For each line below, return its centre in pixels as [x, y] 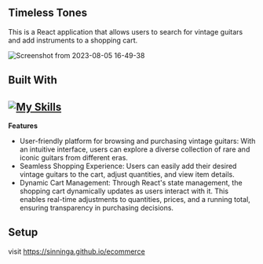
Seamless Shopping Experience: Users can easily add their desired [128, 166]
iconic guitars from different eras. [73, 158]
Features [23, 126]
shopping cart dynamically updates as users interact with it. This [124, 191]
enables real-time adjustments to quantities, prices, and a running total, [135, 200]
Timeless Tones [48, 13]
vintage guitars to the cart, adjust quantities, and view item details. [127, 174]
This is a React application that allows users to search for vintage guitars [126, 31]
